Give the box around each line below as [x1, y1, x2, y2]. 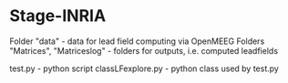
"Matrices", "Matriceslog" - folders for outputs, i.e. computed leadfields [9, 45, 279, 56]
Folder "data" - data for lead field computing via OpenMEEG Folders [9, 36, 265, 47]
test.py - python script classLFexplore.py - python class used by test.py [9, 63, 280, 74]
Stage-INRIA [9, 5, 107, 26]
